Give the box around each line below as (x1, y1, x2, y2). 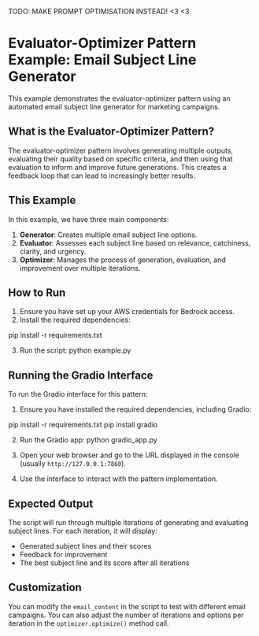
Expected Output (8, 497, 94, 510)
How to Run (8, 286, 66, 299)
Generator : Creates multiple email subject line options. (19, 230, 198, 239)
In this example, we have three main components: (8, 214, 169, 224)
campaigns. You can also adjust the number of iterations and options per (8, 610, 244, 619)
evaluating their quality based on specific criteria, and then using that (8, 153, 233, 164)
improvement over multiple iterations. (19, 263, 141, 272)
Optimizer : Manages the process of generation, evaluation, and (19, 255, 227, 264)
